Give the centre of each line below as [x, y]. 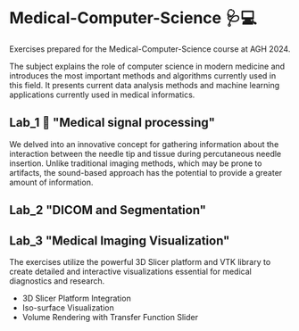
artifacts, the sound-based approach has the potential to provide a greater [146, 172]
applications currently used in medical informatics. [102, 95]
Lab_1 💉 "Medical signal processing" [112, 123]
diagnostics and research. [57, 281]
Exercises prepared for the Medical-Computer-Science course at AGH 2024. [150, 49]
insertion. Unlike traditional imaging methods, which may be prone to [136, 163]
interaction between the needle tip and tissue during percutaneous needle [145, 153]
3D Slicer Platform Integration [76, 298]
